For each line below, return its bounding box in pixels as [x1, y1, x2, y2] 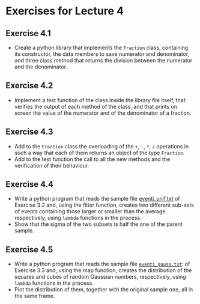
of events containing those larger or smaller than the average [14, 208, 166, 215]
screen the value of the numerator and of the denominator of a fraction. [14, 109, 192, 117]
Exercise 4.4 [5, 179, 54, 190]
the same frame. [14, 293, 55, 300]
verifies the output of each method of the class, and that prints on [14, 103, 178, 110]
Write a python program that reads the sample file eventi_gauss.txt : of [14, 260, 190, 268]
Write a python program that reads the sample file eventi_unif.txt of [14, 195, 181, 202]
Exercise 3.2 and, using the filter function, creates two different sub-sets [14, 201, 195, 208]
